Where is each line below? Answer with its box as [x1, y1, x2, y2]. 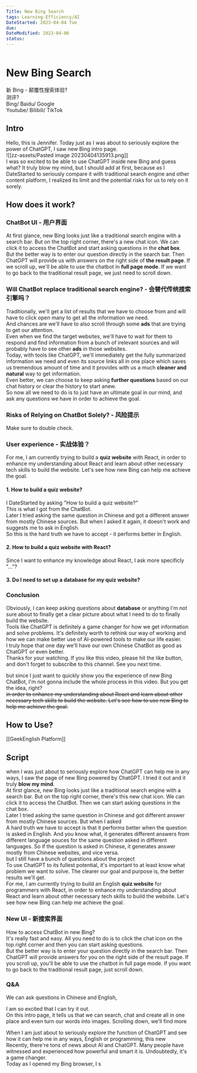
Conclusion [6, 591, 40, 599]
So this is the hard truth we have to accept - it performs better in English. [6, 530, 182, 537]
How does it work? [6, 200, 76, 210]
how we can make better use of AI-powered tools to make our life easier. [6, 635, 182, 642]
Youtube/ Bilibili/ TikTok [6, 106, 63, 113]
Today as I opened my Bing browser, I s [6, 1060, 101, 1067]
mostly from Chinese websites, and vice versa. [6, 849, 119, 857]
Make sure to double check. [6, 425, 74, 432]
